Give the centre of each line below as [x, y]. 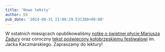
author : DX [17, 15]
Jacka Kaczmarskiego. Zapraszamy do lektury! [54, 44]
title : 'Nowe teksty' [28, 10]
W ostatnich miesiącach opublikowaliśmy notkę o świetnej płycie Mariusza [83, 34]
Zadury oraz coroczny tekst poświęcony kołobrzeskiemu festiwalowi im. [80, 39]
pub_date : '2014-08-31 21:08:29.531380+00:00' [55, 19]
